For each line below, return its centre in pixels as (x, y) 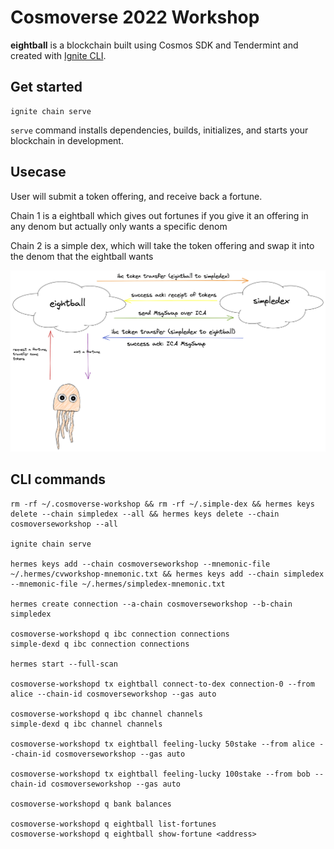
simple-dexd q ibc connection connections (100, 644)
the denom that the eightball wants (82, 256)
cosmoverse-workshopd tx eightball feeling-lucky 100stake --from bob (160, 774)
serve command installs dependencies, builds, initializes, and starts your (159, 130)
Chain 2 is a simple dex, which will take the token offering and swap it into (162, 245)
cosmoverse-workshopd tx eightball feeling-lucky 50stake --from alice (162, 744)
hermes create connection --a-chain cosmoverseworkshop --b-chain (151, 604)
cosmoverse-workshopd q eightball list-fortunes (113, 824)
